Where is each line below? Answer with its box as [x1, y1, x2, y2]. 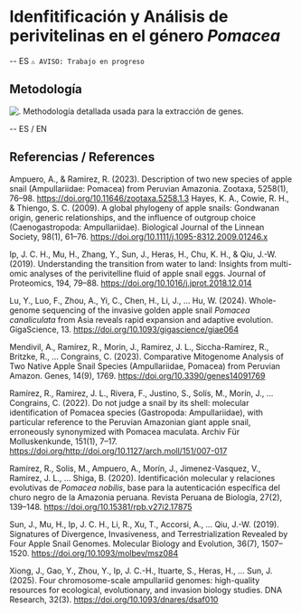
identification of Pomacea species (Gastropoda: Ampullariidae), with [9, 407, 264, 418]
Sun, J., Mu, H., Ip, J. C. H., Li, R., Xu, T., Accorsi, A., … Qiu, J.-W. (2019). [9, 518, 280, 530]
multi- [269, 258, 292, 269]
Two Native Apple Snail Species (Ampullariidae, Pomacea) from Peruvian [9, 360, 281, 372]
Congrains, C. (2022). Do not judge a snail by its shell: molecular [9, 397, 249, 408]
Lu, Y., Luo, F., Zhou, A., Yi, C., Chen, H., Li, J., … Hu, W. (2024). [9, 295, 247, 306]
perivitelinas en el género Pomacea [9, 25, 281, 46]
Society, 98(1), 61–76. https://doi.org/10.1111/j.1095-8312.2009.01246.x [9, 231, 268, 241]
